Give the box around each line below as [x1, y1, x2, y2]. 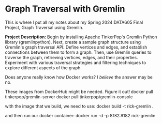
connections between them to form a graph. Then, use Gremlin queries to [5, 49, 152, 55]
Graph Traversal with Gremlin [5, 3, 125, 15]
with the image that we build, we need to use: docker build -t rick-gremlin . [5, 103, 154, 109]
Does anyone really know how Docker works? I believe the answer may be [5, 74, 153, 80]
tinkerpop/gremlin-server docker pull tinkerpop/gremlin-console [5, 93, 133, 100]
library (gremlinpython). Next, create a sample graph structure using [5, 39, 141, 45]
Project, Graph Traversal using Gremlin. [5, 24, 84, 30]
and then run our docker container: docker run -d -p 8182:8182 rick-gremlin [5, 112, 156, 118]
